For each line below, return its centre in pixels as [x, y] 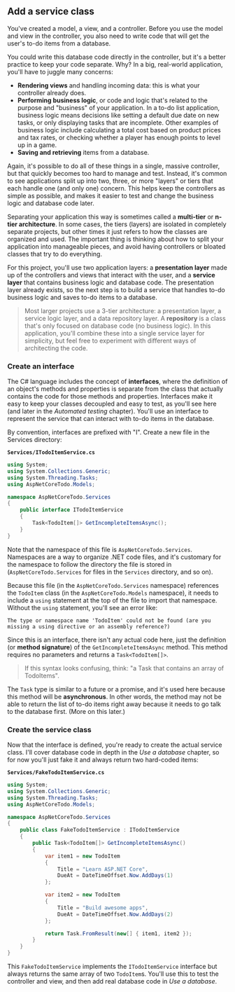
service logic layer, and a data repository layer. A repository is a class [125, 318]
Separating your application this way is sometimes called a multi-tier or [111, 216]
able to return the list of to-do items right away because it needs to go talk [114, 704]
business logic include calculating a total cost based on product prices [119, 130]
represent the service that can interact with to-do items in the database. [111, 419]
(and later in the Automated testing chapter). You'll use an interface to [108, 411]
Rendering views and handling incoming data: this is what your [109, 85]
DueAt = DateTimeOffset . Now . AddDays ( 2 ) [115, 914]
